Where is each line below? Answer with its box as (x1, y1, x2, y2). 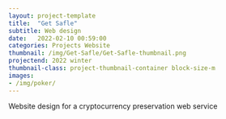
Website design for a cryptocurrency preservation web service (8, 101, 218, 111)
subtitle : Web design (8, 27, 82, 35)
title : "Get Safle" (8, 19, 79, 27)
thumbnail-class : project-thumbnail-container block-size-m (8, 64, 216, 72)
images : (8, 72, 35, 80)
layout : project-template (8, 11, 96, 20)
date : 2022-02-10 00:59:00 (8, 34, 107, 43)
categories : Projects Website (8, 42, 111, 50)
